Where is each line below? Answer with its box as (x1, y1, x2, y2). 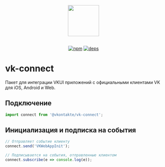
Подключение (5, 99, 52, 107)
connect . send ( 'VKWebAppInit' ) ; (5, 144, 70, 149)
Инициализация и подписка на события (5, 126, 136, 135)
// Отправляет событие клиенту (5, 139, 70, 144)
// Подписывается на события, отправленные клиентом (5, 153, 117, 158)
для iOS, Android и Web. (5, 84, 56, 90)
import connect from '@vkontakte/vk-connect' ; (5, 112, 103, 117)
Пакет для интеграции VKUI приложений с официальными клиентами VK (5, 79, 161, 85)
